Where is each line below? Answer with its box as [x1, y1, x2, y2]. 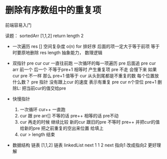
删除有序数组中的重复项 [5, 4, 102, 16]
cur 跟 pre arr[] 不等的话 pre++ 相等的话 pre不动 [19, 112, 119, 118]
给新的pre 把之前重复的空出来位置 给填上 [19, 125, 104, 131]
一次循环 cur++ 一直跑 [19, 106, 66, 112]
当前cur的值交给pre [26, 85, 66, 91]
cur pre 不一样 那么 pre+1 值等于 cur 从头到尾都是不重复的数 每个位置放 [12, 72, 159, 78]
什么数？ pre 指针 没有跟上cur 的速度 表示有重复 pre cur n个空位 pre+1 [12, 78, 157, 85]
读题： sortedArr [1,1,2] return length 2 [5, 32, 84, 38]
